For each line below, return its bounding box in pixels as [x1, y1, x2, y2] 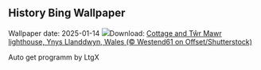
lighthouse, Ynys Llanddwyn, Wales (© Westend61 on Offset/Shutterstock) [8, 37, 253, 46]
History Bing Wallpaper [8, 6, 126, 20]
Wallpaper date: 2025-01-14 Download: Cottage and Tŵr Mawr [8, 28, 222, 38]
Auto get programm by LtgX [8, 52, 99, 62]
